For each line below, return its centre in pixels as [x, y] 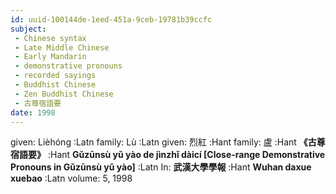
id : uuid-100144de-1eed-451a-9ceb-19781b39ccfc [111, 19]
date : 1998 [33, 112]
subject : [28, 29]
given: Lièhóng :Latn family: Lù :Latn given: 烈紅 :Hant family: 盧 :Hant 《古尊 [168, 142]
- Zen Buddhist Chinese [64, 94]
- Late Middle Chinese [62, 47]
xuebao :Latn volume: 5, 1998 [71, 178]
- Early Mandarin [50, 57]
